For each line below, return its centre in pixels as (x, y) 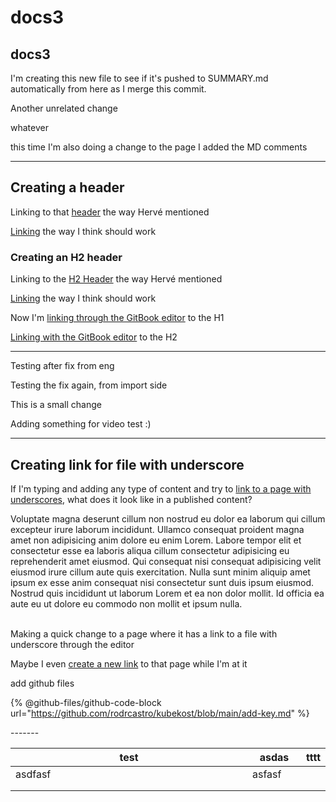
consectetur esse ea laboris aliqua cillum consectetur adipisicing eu (150, 550)
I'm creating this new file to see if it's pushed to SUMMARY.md (139, 78)
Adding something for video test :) (81, 424)
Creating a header (67, 187)
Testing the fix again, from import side (89, 385)
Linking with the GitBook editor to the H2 (94, 337)
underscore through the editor (72, 644)
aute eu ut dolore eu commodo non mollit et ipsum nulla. (126, 603)
